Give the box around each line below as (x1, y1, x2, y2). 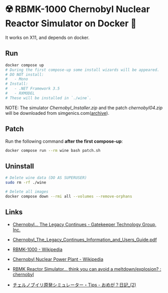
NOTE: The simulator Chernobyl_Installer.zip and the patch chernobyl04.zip (5, 104, 163, 111)
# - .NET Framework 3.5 (5, 86, 60, 91)
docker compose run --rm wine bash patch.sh (5, 148, 101, 153)
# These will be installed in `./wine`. (5, 95, 92, 101)
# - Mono (5, 76, 28, 82)
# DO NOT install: (5, 72, 44, 77)
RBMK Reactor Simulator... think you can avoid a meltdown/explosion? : (12, 266, 161, 272)
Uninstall (5, 162, 34, 171)
